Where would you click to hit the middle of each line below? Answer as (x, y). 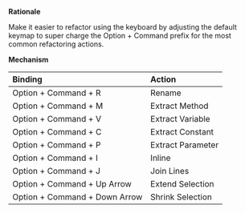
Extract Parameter (184, 145)
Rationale (24, 12)
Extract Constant (182, 132)
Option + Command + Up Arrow (72, 184)
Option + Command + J (56, 171)
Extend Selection (182, 184)
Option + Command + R (57, 93)
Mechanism (29, 60)
